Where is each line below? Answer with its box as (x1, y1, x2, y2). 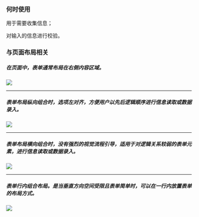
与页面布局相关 (6, 48, 49, 56)
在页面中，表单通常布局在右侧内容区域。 (6, 64, 104, 71)
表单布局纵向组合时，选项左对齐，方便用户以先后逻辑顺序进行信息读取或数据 (6, 98, 192, 105)
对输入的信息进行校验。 (6, 32, 63, 39)
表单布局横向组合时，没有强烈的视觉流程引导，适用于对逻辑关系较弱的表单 (6, 140, 187, 148)
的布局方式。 (6, 189, 37, 196)
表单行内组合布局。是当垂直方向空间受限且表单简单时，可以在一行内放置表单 (6, 182, 192, 189)
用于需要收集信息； (6, 19, 53, 27)
